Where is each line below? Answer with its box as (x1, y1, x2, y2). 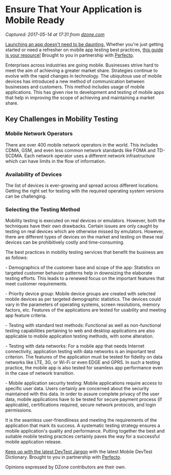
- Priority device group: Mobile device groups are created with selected (5, 291, 156, 297)
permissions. (5, 407, 33, 413)
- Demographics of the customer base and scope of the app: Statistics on (5, 265, 160, 271)
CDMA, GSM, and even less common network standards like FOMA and (5, 147, 156, 153)
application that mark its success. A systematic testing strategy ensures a (5, 422, 160, 429)
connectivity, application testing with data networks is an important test (5, 348, 156, 354)
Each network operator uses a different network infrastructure (24, 152, 155, 159)
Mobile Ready (5, 14, 65, 26)
